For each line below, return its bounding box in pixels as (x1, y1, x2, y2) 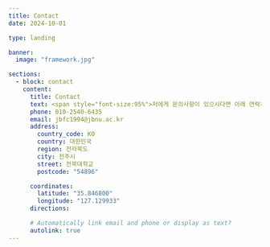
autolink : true (29, 226, 81, 234)
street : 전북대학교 (37, 160, 94, 168)
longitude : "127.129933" (37, 197, 121, 205)
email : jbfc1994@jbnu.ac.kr (29, 115, 125, 123)
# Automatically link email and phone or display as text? (29, 219, 231, 227)
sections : (8, 70, 42, 79)
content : (22, 85, 52, 93)
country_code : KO (37, 130, 95, 138)
